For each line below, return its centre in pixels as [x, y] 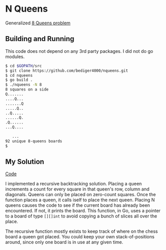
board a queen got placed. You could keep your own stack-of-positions [80, 237]
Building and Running [40, 39]
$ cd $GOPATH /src [24, 66]
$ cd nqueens [19, 75]
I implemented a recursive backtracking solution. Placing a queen [74, 184]
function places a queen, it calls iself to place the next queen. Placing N [80, 200]
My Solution [25, 162]
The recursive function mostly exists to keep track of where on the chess [82, 231]
